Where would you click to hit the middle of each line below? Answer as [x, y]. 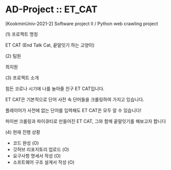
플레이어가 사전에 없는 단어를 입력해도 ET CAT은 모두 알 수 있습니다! [73, 110]
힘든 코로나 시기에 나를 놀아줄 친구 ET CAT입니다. [55, 89]
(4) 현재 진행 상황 [23, 132]
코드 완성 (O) [26, 143]
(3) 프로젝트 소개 [22, 77]
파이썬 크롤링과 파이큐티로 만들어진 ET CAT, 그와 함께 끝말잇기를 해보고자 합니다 [86, 121]
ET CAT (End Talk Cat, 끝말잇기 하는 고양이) [50, 45]
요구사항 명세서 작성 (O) [37, 156]
